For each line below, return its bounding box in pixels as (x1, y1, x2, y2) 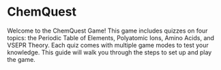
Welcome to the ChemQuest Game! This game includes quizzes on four (7, 27, 208, 35)
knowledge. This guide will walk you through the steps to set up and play (7, 48, 212, 56)
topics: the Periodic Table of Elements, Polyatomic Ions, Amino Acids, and (7, 33, 215, 41)
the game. (7, 55, 35, 63)
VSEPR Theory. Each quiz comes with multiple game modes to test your (7, 41, 209, 49)
